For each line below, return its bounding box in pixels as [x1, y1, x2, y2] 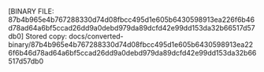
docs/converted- [69, 31, 124, 41]
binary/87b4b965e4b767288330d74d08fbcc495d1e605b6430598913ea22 [8, 40, 254, 49]
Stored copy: [25, 31, 68, 41]
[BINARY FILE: [8, 7, 54, 16]
